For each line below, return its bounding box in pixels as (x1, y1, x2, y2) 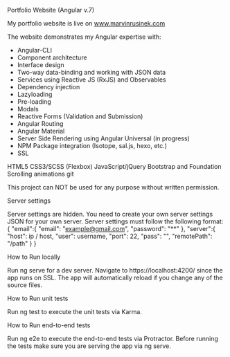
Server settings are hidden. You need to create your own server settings (7, 210, 213, 218)
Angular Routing (17, 120, 64, 127)
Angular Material (17, 127, 65, 135)
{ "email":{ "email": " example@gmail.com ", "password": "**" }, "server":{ (7, 225, 216, 232)
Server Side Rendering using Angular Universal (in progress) (17, 134, 191, 143)
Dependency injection (17, 83, 80, 91)
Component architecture (17, 53, 88, 62)
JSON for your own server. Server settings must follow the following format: (7, 217, 224, 226)
